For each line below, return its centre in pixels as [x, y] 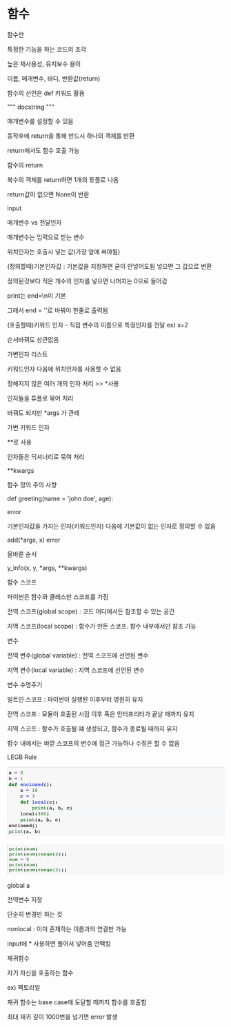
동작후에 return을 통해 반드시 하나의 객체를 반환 [71, 136]
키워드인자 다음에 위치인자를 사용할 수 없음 [64, 369]
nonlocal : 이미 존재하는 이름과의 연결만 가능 [67, 928]
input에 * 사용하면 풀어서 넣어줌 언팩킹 [59, 943]
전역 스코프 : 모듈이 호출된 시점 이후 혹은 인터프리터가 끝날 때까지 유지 [101, 713]
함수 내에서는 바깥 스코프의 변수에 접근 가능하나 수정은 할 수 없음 [94, 743]
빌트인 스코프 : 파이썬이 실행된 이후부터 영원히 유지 [75, 699]
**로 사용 [20, 442]
